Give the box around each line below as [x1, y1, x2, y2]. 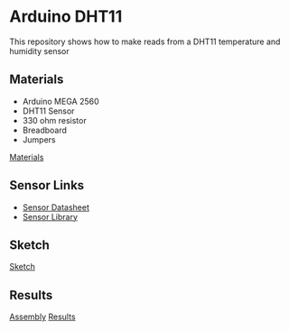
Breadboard [22, 124, 68, 135]
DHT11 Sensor [22, 106, 75, 116]
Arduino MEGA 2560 [22, 96, 99, 106]
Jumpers [22, 133, 56, 145]
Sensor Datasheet [22, 201, 90, 213]
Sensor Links [9, 178, 85, 193]
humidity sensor [9, 45, 70, 56]
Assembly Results [9, 311, 76, 322]
